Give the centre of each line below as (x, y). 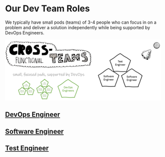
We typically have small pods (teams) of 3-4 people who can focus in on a (81, 22)
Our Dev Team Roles (47, 9)
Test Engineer (27, 148)
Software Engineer (35, 131)
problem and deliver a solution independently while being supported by (78, 27)
